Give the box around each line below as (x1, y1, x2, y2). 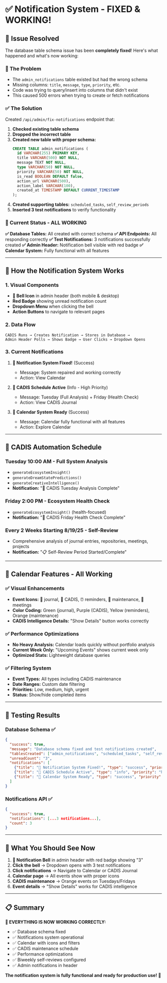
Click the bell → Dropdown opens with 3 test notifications (12, 862, 131, 868)
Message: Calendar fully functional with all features (19, 418, 125, 424)
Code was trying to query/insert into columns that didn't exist (12, 87, 138, 93)
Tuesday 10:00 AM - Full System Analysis (5, 458, 108, 465)
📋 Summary (5, 903, 45, 912)
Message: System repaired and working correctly (19, 369, 121, 375)
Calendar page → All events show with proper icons (12, 873, 119, 879)
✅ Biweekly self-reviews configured (12, 957, 86, 963)
